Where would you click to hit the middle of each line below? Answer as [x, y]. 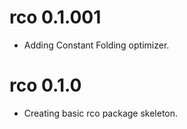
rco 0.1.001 [55, 17]
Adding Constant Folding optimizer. [96, 45]
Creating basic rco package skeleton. [101, 113]
